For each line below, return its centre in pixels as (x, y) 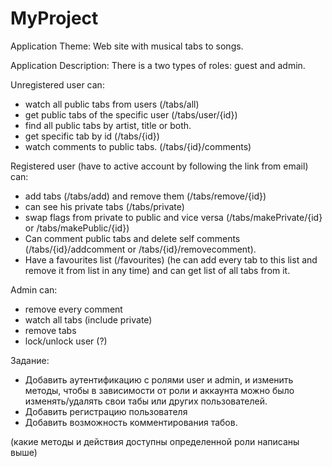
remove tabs (50, 330)
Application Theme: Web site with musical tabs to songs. (127, 46)
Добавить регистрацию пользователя (106, 411)
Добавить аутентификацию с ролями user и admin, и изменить (159, 379)
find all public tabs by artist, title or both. (108, 125)
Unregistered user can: (57, 84)
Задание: (30, 360)
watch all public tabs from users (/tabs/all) (112, 104)
